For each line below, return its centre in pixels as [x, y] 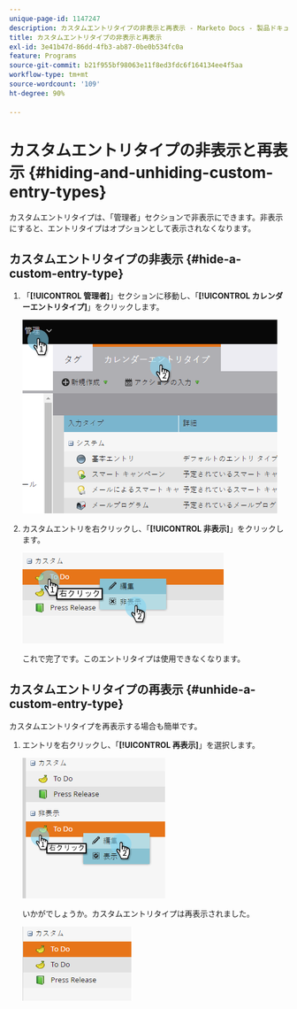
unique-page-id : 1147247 [55, 19]
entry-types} [58, 192]
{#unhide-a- [221, 689]
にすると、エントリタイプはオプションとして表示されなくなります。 [133, 228]
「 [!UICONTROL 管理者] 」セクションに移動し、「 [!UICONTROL [136, 296]
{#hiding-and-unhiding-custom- [151, 172]
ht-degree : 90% [37, 93]
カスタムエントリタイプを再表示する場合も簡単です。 [106, 727]
